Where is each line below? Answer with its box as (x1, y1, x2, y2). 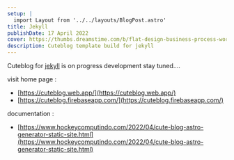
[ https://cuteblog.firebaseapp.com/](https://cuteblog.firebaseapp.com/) (17, 96, 224, 104)
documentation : (7, 109, 54, 118)
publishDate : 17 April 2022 (7, 29, 89, 37)
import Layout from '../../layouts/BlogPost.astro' (13, 17, 167, 24)
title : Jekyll (7, 23, 49, 30)
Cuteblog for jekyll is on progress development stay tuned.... (7, 62, 181, 70)
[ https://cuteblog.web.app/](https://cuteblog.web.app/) (17, 88, 176, 97)
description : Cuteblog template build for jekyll (7, 42, 155, 49)
